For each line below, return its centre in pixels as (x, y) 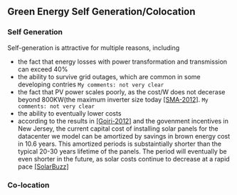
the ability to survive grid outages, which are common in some (109, 76)
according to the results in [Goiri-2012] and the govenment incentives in (123, 121)
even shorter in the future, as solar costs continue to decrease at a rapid (123, 159)
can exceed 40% (43, 69)
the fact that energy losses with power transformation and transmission (122, 61)
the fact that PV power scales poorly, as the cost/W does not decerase (121, 91)
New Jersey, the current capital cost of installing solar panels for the (118, 129)
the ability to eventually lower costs (69, 113)
